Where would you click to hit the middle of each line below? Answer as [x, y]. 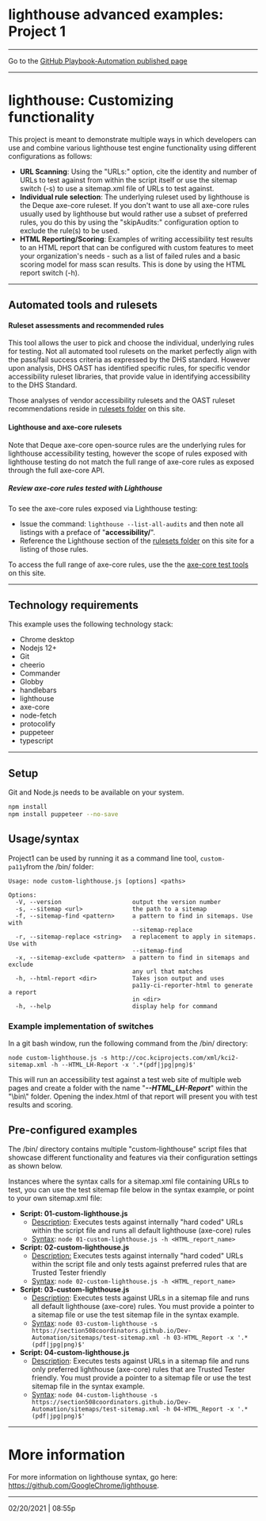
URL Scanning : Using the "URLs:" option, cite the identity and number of [138, 171]
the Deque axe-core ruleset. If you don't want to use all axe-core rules [134, 205]
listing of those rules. [54, 549]
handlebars [38, 690]
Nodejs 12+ [38, 648]
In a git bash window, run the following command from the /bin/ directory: [128, 1044]
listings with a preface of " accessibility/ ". [87, 532]
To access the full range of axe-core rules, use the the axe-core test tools [129, 564]
